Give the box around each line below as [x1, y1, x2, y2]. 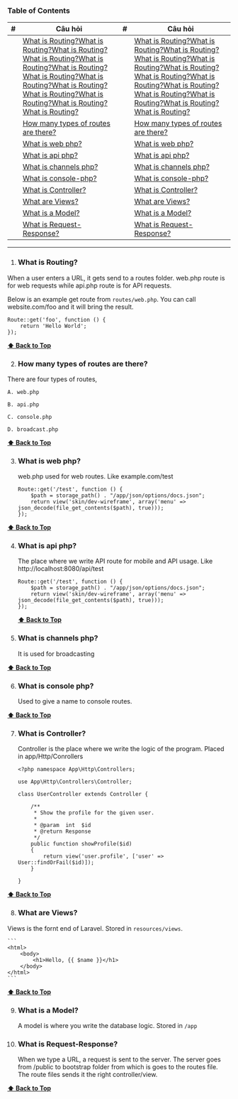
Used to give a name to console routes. [17, 697, 132, 706]
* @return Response [33, 828, 91, 836]
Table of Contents [7, 6, 71, 16]
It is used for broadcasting [17, 649, 95, 658]
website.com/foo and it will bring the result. [7, 302, 134, 311]
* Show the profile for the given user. [33, 809, 154, 816]
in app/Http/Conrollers [17, 752, 84, 761]
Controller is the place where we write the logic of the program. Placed [17, 745, 225, 753]
